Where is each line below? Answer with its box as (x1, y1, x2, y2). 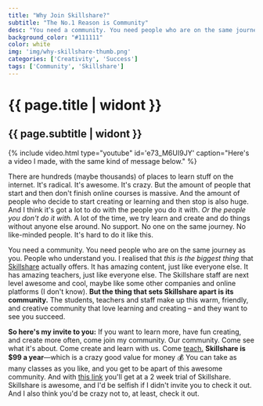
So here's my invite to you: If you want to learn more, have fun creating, (8, 327, 242, 336)
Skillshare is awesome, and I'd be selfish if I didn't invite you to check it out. (8, 380, 252, 390)
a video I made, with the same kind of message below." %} (8, 156, 197, 165)
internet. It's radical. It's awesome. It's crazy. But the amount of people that (8, 179, 251, 189)
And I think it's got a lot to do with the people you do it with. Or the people (8, 205, 247, 214)
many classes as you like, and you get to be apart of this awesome (8, 364, 223, 373)
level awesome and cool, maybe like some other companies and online (8, 278, 236, 288)
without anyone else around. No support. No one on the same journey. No (8, 221, 247, 231)
